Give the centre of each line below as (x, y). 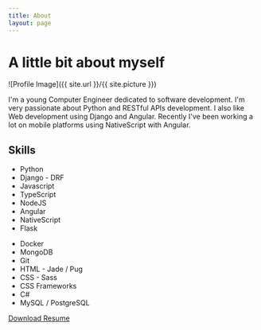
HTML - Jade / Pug (51, 269)
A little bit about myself (87, 62)
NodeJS (33, 203)
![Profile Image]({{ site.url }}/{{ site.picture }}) (82, 84)
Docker (32, 244)
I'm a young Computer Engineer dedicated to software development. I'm (127, 99)
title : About (30, 16)
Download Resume (39, 318)
